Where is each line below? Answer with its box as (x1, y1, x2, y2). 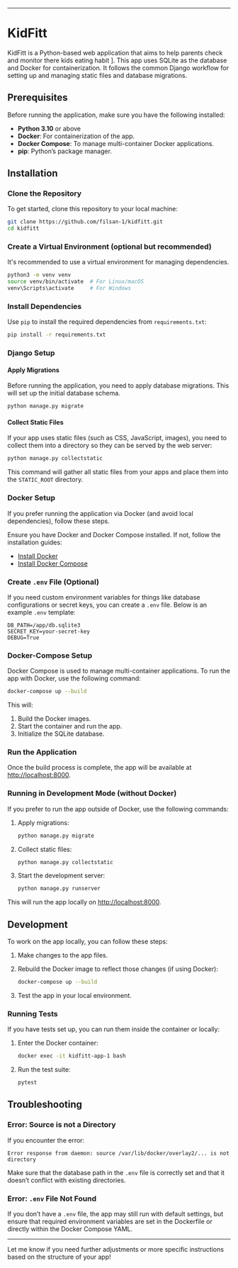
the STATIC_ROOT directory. (7, 476, 84, 484)
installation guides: (7, 538, 62, 546)
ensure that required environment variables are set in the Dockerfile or (7, 1217, 212, 1226)
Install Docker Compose (17, 559, 89, 568)
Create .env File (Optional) (7, 577, 99, 587)
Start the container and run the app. (17, 722, 123, 731)
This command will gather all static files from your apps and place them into (7, 468, 229, 476)
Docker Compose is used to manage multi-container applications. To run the (7, 667, 230, 675)
